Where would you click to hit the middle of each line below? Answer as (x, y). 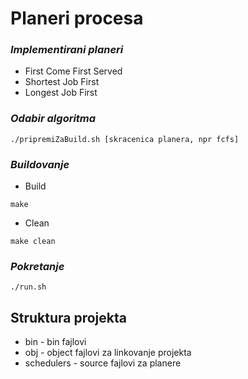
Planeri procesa (77, 18)
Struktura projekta (68, 317)
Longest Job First (61, 93)
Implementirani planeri (67, 50)
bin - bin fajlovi (55, 342)
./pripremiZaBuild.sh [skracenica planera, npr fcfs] (125, 139)
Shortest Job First (62, 82)
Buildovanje (40, 164)
